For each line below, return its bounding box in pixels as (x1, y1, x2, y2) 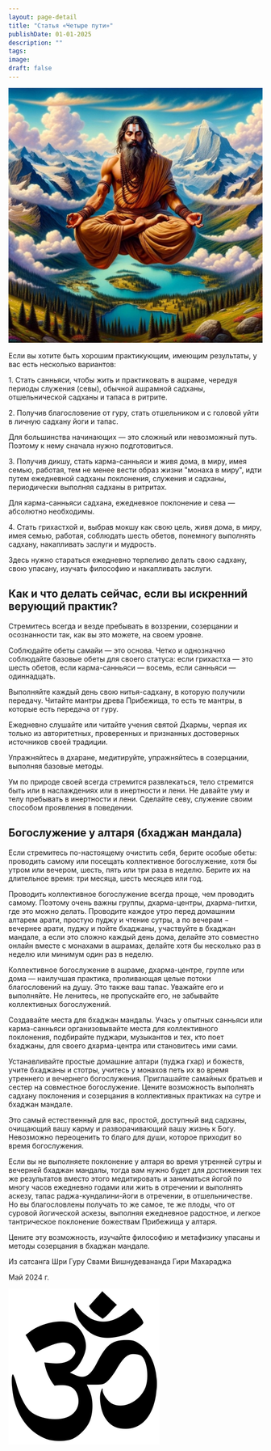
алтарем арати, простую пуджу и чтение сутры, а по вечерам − (8, 915, 230, 924)
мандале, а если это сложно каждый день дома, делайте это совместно (8, 932, 260, 941)
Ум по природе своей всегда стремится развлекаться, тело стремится (8, 776, 254, 786)
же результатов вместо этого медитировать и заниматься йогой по (8, 1174, 242, 1183)
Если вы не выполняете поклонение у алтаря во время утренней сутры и (8, 1157, 262, 1166)
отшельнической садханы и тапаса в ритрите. (8, 392, 168, 402)
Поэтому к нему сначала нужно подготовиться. (8, 441, 173, 451)
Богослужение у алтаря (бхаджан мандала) (8, 826, 243, 840)
